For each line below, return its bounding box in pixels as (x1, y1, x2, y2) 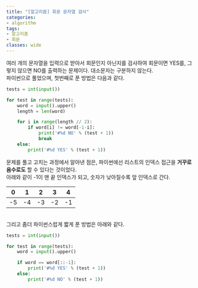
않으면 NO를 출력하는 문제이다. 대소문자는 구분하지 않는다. (17, 66, 154, 74)
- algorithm (6, 20, 36, 26)
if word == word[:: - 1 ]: (17, 260, 77, 266)
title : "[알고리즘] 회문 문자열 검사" (6, 8, 89, 15)
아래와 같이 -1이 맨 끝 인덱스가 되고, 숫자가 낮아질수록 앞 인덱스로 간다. (6, 173, 171, 180)
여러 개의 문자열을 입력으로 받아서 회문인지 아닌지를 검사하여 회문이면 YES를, (6, 59, 186, 66)
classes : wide (6, 43, 42, 48)
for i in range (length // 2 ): (17, 119, 93, 125)
